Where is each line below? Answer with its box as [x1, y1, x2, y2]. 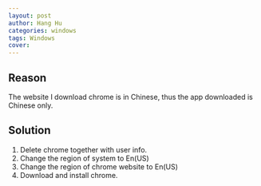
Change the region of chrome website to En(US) [19, 161, 178, 172]
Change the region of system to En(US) [19, 153, 149, 163]
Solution [8, 124, 51, 137]
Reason [8, 71, 47, 85]
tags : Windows [8, 34, 56, 42]
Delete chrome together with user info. [19, 144, 148, 154]
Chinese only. [8, 101, 53, 110]
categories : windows [8, 26, 77, 34]
